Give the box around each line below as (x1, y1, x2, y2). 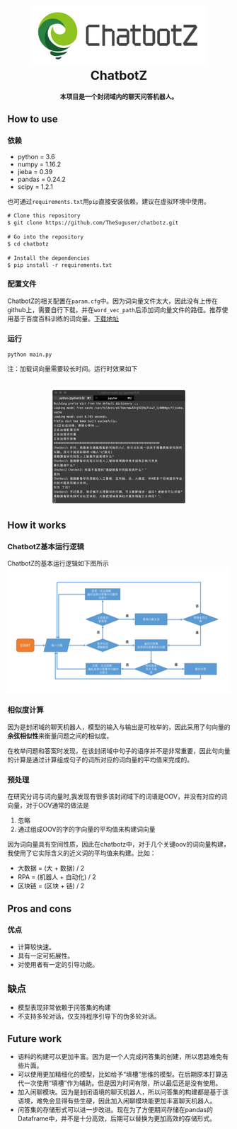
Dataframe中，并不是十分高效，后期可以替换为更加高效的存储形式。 (17, 1114, 216, 1123)
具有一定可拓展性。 (17, 951, 74, 960)
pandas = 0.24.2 (17, 175, 66, 183)
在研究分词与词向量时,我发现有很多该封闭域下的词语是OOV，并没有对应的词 (7, 792, 228, 801)
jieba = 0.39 (17, 167, 53, 176)
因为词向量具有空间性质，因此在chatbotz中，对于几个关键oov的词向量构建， (7, 840, 230, 849)
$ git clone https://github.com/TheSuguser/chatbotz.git (7, 219, 179, 227)
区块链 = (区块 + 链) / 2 (17, 882, 85, 890)
